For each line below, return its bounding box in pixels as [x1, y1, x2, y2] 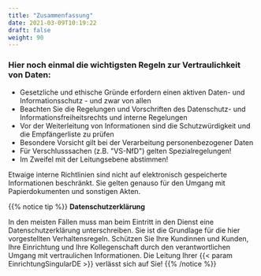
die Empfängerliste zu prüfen [19, 129, 114, 139]
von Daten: [8, 69, 51, 80]
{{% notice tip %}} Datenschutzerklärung [8, 202, 146, 211]
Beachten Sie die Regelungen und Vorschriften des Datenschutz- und [19, 104, 246, 114]
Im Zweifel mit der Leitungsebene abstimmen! [19, 155, 169, 164]
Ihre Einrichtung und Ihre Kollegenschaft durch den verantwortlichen [8, 242, 231, 252]
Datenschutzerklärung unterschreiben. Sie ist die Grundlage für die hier [8, 226, 240, 235]
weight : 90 [8, 33, 44, 42]
